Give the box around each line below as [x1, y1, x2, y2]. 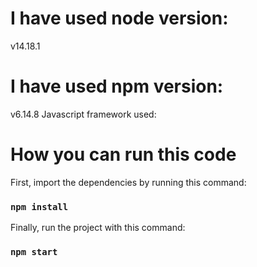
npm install [10, 201, 69, 212]
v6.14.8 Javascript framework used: [10, 108, 157, 120]
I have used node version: [10, 7, 229, 30]
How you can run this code [10, 143, 237, 166]
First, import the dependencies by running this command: [10, 176, 247, 188]
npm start [10, 247, 58, 258]
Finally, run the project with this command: [10, 222, 186, 234]
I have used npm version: [10, 75, 224, 98]
